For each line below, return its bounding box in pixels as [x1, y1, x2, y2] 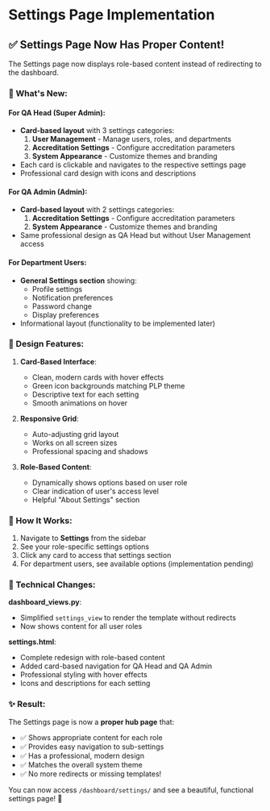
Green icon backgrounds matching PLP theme [31, 381, 185, 390]
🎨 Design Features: [8, 339, 85, 350]
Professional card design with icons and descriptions [19, 168, 197, 178]
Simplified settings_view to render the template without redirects [19, 613, 236, 622]
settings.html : [8, 637, 56, 647]
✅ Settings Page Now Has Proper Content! [8, 38, 225, 52]
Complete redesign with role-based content [19, 653, 165, 663]
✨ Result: [8, 699, 46, 710]
